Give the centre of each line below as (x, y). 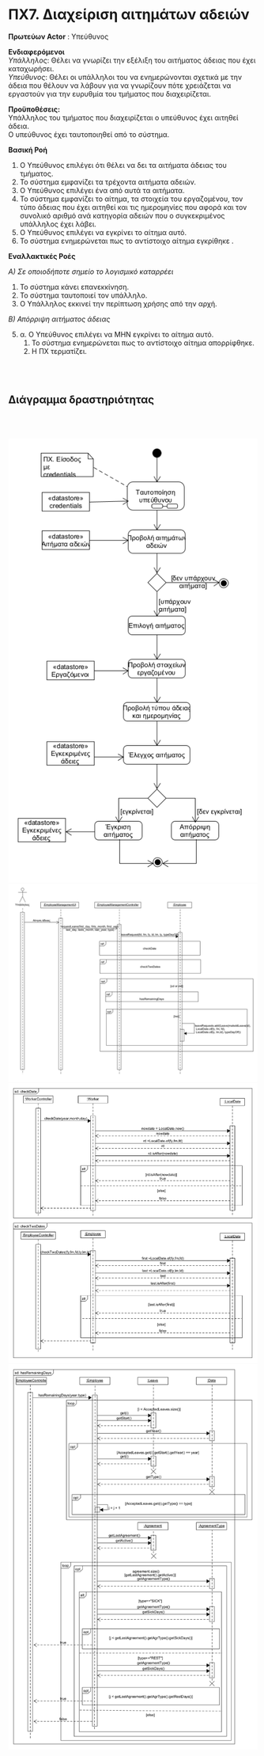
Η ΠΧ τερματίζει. (59, 351)
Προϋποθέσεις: (34, 109)
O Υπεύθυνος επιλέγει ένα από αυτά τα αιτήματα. (102, 190)
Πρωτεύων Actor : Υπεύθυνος (58, 36)
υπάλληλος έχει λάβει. (58, 224)
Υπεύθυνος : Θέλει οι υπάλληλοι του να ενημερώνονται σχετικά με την (125, 77)
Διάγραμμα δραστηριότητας (81, 400)
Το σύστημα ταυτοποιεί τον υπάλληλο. (83, 295)
